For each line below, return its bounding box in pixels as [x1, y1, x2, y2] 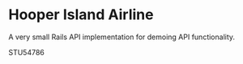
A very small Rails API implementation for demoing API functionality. [8, 32, 236, 42]
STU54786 [8, 47, 45, 57]
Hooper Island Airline [8, 6, 154, 24]
